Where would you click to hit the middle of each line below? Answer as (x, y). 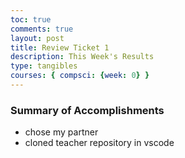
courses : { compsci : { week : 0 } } (80, 76)
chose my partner (61, 132)
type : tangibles (44, 66)
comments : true (42, 29)
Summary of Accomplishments (87, 110)
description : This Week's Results (82, 57)
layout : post (37, 38)
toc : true (31, 19)
